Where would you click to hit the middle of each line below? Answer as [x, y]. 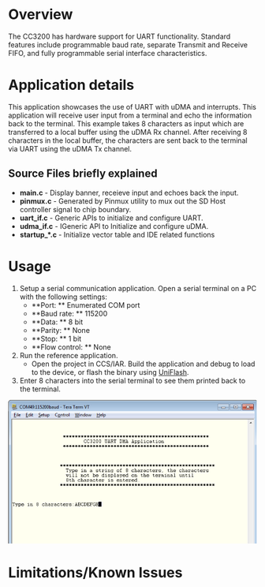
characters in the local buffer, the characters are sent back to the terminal [128, 140]
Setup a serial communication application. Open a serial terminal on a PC [138, 288]
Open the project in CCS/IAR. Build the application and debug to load [143, 364]
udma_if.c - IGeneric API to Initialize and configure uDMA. [114, 226]
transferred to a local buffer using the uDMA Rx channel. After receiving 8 [128, 132]
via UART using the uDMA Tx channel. [70, 148]
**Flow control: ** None [71, 347]
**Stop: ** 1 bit [56, 338]
